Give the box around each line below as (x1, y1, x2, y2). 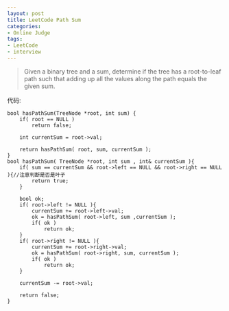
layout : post (7, 10, 45, 17)
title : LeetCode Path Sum (7, 17, 81, 23)
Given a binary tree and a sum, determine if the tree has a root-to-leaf (23, 67, 221, 76)
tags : (7, 36, 23, 43)
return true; (32, 177, 69, 184)
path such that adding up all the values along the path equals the (23, 74, 207, 83)
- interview (7, 49, 41, 56)
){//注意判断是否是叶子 (7, 171, 66, 178)
